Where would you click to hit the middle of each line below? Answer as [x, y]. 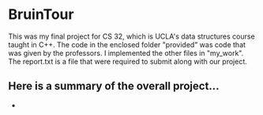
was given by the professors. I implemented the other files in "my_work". [126, 53]
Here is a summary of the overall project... [114, 86]
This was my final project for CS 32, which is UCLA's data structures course [131, 36]
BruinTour [41, 15]
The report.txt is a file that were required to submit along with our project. [128, 61]
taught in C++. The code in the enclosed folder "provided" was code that [127, 44]
